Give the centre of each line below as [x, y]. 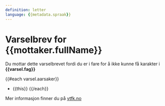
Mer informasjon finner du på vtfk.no [43, 98]
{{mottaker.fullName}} [54, 50]
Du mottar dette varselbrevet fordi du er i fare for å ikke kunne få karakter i [82, 64]
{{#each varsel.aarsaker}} [32, 79]
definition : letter [26, 10]
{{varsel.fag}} [20, 69]
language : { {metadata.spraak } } [38, 15]
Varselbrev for [36, 39]
